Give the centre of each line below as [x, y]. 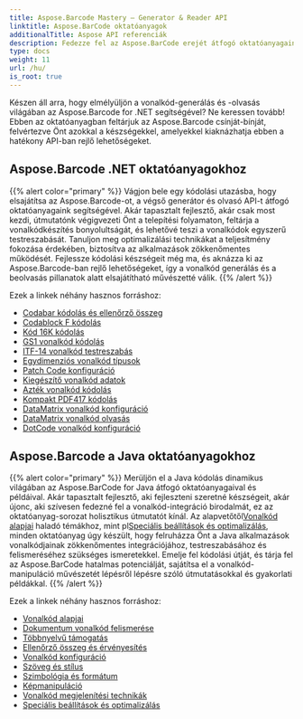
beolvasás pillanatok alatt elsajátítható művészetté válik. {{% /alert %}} [141, 278]
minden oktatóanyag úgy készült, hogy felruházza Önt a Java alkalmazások [150, 535]
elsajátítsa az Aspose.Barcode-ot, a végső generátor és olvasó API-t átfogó [149, 201]
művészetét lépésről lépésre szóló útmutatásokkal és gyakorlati [174, 574]
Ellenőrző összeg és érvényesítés [84, 648]
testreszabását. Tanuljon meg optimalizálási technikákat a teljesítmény [140, 239]
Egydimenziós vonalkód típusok [81, 360]
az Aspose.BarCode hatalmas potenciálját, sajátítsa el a [112, 564]
